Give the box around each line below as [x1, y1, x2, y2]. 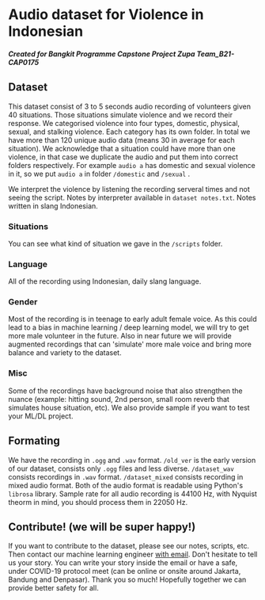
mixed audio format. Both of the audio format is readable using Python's [8, 480, 244, 490]
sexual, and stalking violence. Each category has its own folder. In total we [8, 127, 251, 136]
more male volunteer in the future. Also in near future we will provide [8, 331, 232, 341]
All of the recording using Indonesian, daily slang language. [8, 277, 202, 286]
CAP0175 [8, 57, 40, 67]
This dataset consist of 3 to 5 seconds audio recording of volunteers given [8, 101, 252, 111]
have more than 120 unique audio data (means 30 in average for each [8, 135, 235, 144]
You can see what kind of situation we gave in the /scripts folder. [8, 239, 223, 248]
